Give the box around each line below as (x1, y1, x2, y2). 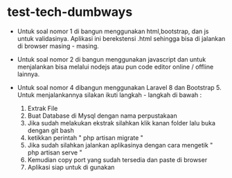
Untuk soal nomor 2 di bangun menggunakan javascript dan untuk (17, 55, 206, 63)
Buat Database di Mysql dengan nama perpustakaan (27, 112, 178, 120)
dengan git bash (27, 126, 74, 134)
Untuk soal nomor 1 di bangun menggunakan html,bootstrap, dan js (17, 27, 209, 35)
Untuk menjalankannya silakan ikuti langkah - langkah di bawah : (17, 91, 202, 99)
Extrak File (27, 104, 58, 112)
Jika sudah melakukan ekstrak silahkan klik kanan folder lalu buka (27, 118, 216, 127)
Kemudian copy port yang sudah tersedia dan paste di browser (27, 155, 208, 163)
